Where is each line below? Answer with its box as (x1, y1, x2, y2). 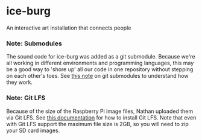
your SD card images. (6, 127, 60, 134)
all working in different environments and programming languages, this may (6, 59, 194, 67)
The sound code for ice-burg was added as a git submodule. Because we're (6, 53, 195, 60)
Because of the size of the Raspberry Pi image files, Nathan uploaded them (6, 107, 194, 115)
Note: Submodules (6, 39, 62, 48)
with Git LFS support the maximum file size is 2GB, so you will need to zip (6, 120, 189, 127)
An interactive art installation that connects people (6, 24, 131, 31)
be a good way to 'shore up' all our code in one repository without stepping (6, 66, 194, 73)
